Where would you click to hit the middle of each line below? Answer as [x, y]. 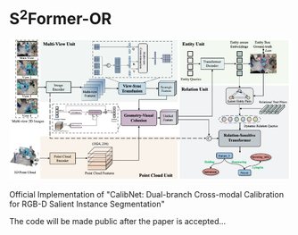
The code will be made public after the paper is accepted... [118, 221]
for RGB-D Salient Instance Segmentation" [87, 204]
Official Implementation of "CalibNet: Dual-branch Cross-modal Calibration [146, 194]
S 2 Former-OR [61, 17]
